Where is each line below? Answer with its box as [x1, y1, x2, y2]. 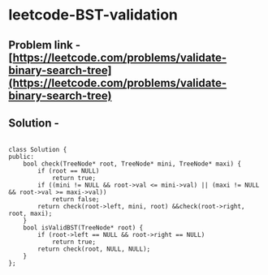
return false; [51, 196, 100, 204]
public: [8, 153, 35, 161]
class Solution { [8, 146, 67, 154]
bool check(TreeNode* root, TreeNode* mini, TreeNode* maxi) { [23, 160, 242, 168]
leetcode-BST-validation [8, 6, 179, 24]
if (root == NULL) [37, 167, 100, 175]
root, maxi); [8, 209, 53, 218]
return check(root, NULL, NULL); [37, 245, 151, 253]
